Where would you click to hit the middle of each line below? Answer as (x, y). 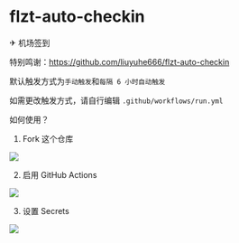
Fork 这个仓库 (48, 138)
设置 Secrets (46, 210)
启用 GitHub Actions (60, 174)
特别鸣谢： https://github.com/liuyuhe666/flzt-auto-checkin (119, 61)
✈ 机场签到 (30, 42)
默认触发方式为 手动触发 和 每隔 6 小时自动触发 (87, 81)
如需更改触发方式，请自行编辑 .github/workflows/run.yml (116, 100)
